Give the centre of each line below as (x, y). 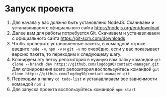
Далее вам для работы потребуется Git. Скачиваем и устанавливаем (86, 33)
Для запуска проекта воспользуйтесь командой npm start (74, 89)
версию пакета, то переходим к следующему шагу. (67, 54)
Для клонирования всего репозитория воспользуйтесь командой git (85, 69)
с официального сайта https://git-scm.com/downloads (68, 38)
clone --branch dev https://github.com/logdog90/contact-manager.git (85, 64)
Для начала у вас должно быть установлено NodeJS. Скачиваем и (83, 22)
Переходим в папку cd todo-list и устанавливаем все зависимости (84, 79)
